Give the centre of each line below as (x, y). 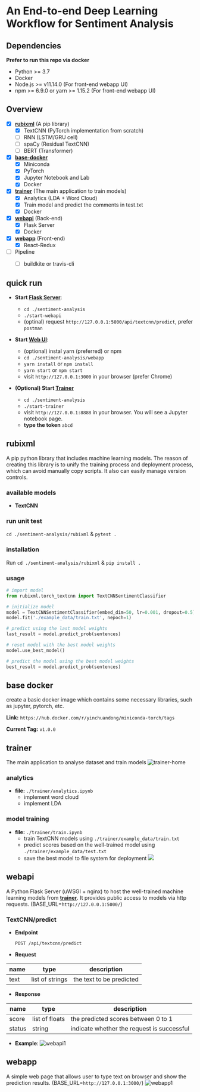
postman (33, 328)
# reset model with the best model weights (61, 645)
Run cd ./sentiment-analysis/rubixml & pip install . (74, 562)
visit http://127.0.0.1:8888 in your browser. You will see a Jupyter (106, 412)
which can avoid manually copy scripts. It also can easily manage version (96, 470)
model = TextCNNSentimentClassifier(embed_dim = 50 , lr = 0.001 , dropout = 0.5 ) (101, 612)
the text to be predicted (106, 979)
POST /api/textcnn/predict (48, 943)
